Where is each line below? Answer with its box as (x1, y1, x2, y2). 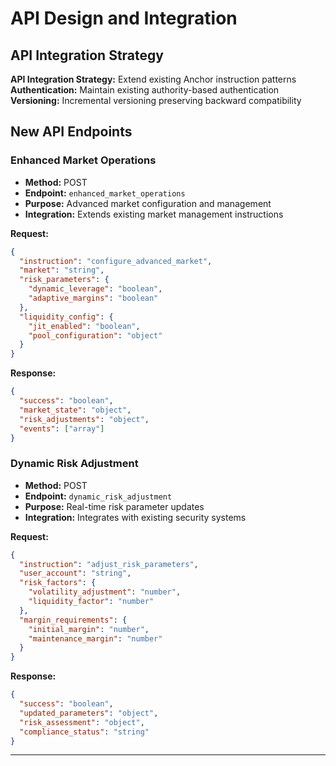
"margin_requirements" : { (19, 615, 128, 625)
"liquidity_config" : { (19, 312, 114, 322)
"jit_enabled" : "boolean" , (28, 321, 141, 331)
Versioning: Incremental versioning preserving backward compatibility (10, 95, 302, 106)
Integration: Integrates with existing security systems (24, 511, 247, 523)
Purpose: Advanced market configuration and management (24, 197, 272, 209)
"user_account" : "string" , (19, 568, 132, 579)
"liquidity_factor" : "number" (28, 597, 155, 607)
